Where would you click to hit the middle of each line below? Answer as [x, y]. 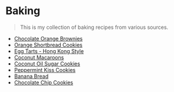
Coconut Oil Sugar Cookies [47, 64]
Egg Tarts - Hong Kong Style [49, 51]
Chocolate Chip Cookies [43, 82]
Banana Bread [31, 76]
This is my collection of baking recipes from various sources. [94, 27]
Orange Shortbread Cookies [48, 45]
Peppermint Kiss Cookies [45, 70]
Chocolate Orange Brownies [48, 38]
